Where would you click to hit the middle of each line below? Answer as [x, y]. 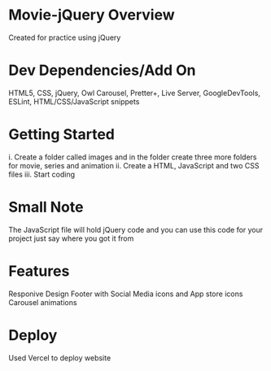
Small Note [46, 207]
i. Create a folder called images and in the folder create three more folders [133, 157]
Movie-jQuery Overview [92, 15]
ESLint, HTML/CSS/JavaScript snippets [74, 101]
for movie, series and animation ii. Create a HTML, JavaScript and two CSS [134, 165]
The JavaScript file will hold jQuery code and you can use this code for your [136, 229]
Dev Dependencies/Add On [103, 70]
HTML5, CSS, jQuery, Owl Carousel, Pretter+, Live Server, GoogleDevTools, [134, 93]
